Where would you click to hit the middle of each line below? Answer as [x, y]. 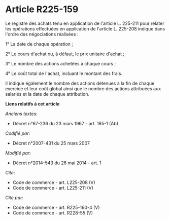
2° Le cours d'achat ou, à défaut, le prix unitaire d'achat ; [65, 54]
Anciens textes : [22, 114]
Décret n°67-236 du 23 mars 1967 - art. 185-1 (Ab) [65, 123]
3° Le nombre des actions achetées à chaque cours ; [61, 63]
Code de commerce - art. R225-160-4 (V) [56, 207]
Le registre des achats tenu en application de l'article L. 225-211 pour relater [85, 23]
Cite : [10, 172]
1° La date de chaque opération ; [39, 44]
